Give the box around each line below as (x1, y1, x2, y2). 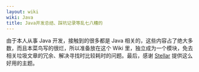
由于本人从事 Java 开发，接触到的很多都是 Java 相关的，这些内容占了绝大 (6, 37, 188, 44)
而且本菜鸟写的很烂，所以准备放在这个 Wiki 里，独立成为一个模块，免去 (16, 44, 194, 52)
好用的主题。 (6, 59, 38, 67)
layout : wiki (6, 8, 39, 15)
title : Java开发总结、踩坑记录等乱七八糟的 (6, 20, 103, 26)
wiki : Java (6, 14, 34, 20)
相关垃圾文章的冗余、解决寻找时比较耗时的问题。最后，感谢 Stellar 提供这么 (6, 52, 193, 59)
